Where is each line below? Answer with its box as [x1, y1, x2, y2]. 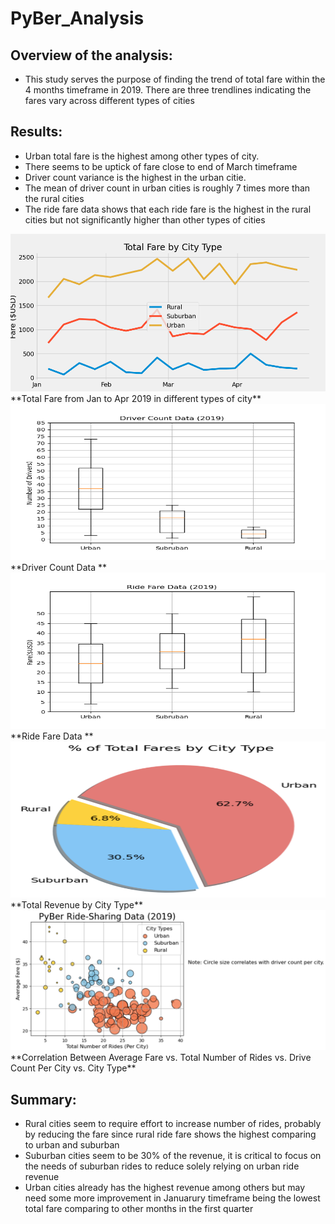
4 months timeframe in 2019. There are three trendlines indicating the [24, 84, 312, 96]
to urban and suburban [24, 1139, 120, 1151]
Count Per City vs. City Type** [10, 1062, 137, 1074]
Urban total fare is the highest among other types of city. [24, 150, 260, 162]
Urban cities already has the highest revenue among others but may [24, 1182, 306, 1194]
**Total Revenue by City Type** [10, 898, 144, 911]
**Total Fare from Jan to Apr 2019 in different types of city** [10, 392, 262, 404]
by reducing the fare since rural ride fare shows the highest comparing [24, 1128, 317, 1141]
